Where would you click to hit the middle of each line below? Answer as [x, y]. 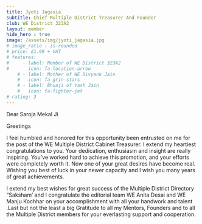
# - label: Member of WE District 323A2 [64, 63]
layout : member [26, 29]
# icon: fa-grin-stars [49, 80]
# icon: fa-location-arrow [49, 68]
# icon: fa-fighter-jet [50, 91]
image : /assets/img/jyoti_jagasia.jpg [55, 40]
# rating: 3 [21, 97]
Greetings [19, 126]
